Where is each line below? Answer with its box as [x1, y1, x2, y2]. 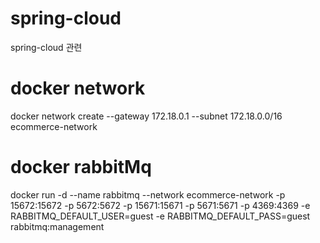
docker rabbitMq [10, 156, 152, 179]
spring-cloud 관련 [10, 41, 83, 53]
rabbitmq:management [10, 220, 105, 232]
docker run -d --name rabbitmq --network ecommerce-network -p [10, 188, 286, 201]
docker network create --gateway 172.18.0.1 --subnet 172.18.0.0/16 [10, 110, 283, 122]
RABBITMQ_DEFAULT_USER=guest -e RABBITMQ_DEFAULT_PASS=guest [10, 210, 311, 222]
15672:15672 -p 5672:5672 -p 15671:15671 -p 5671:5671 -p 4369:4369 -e [10, 199, 311, 211]
